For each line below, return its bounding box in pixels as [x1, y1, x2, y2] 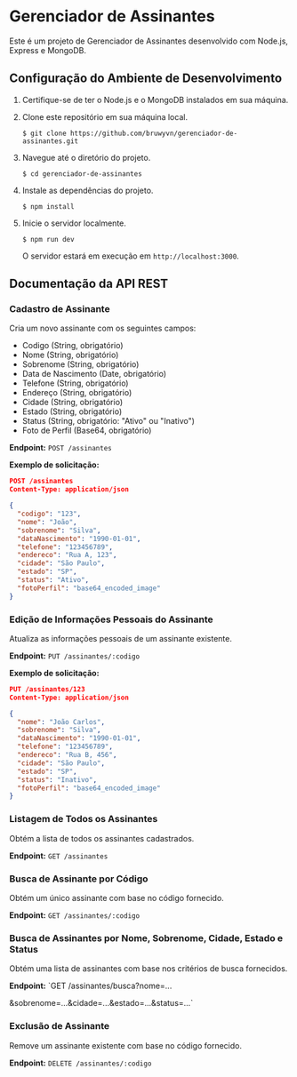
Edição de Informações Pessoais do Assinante [9, 613, 213, 626]
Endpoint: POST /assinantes [9, 443, 113, 453]
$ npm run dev [21, 235, 75, 243]
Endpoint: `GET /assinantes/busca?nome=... [9, 980, 173, 992]
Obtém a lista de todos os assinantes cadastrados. [9, 833, 195, 843]
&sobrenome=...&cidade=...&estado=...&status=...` [9, 998, 194, 1009]
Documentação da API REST [9, 276, 169, 291]
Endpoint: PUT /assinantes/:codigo [9, 650, 140, 661]
